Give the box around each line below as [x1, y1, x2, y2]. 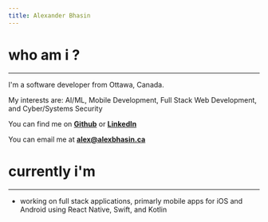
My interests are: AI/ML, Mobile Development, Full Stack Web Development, [8, 95, 258, 104]
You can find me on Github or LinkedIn [8, 119, 137, 128]
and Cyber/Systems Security [8, 103, 103, 113]
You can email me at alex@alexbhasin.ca [8, 134, 146, 144]
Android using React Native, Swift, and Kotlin [19, 204, 167, 214]
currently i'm [8, 162, 96, 180]
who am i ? [8, 45, 81, 64]
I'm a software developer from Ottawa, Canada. [8, 80, 165, 89]
